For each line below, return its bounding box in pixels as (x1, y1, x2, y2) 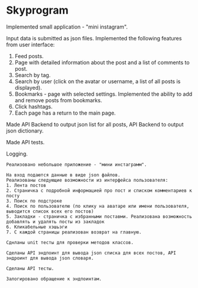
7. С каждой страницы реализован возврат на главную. (6, 229, 142, 235)
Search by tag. (14, 71, 51, 78)
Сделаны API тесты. (6, 265, 55, 271)
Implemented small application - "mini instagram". (6, 23, 128, 30)
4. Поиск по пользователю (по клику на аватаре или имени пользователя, (6, 203, 190, 209)
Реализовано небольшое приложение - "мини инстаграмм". (6, 162, 147, 167)
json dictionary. (6, 127, 44, 134)
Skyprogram (6, 4, 69, 17)
